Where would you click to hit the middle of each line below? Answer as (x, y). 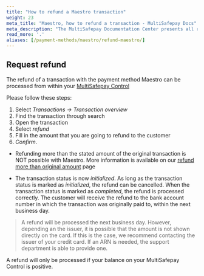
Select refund (32, 129)
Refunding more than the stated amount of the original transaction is (100, 153)
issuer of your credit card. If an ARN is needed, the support (95, 241)
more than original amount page (55, 166)
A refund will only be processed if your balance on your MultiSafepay (93, 260)
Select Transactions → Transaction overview (71, 109)
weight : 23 (20, 18)
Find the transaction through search (60, 116)
